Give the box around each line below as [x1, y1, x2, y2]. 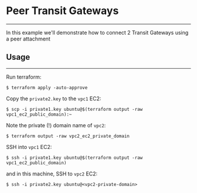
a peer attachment [6, 35, 51, 42]
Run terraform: [6, 73, 42, 80]
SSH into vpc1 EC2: [6, 143, 52, 150]
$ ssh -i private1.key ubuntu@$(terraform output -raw [6, 154, 143, 161]
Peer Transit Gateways [6, 4, 119, 18]
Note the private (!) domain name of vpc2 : [6, 121, 106, 128]
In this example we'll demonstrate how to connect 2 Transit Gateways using [6, 29, 189, 36]
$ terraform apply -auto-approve [6, 84, 88, 90]
